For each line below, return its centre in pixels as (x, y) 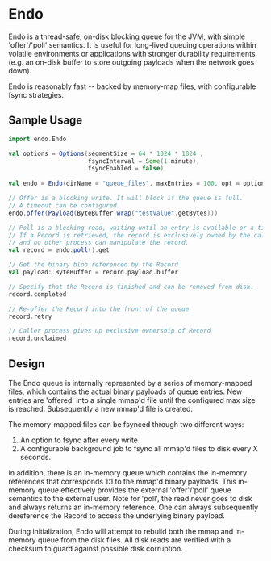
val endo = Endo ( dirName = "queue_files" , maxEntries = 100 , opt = (124, 184)
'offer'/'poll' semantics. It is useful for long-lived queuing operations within (132, 44)
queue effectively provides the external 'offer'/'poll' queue (134, 490)
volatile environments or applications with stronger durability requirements (132, 53)
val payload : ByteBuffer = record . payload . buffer (94, 272)
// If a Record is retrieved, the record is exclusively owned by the (129, 235)
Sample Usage (46, 121)
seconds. (35, 457)
